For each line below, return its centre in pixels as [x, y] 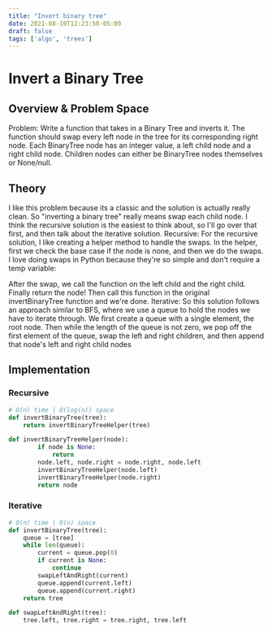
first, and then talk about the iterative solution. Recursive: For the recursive [133, 234]
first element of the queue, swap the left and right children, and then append [136, 336]
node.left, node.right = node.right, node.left [119, 462]
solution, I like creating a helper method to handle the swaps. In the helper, [133, 242]
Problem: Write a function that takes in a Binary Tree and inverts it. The [127, 128]
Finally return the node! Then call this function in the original [109, 292]
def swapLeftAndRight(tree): [58, 613]
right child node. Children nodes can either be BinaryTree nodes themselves [136, 154]
